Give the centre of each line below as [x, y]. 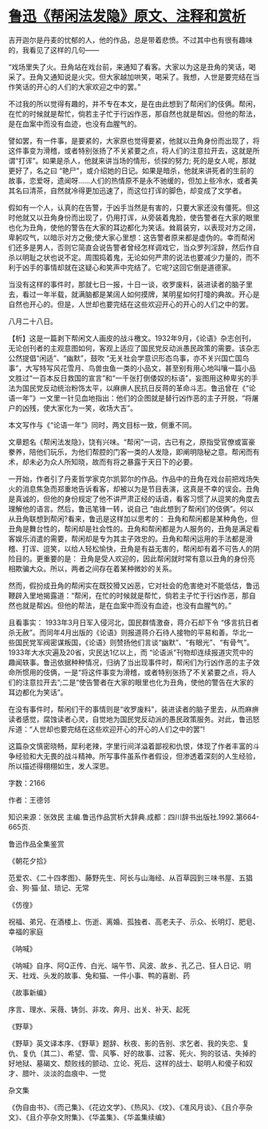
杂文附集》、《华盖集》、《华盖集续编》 [109, 1117]
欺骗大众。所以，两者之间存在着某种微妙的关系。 [95, 568]
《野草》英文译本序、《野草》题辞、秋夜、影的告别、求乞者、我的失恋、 [125, 1043]
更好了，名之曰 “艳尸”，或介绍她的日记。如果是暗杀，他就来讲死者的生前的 [131, 170]
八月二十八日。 [33, 321]
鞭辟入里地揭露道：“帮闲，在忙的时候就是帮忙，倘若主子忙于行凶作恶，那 [129, 595]
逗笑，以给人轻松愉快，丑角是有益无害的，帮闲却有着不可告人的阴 [151, 548]
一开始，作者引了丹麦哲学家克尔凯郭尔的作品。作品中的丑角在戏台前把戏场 [130, 479]
